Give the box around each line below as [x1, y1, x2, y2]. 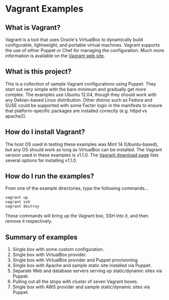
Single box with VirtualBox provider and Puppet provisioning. [12, 257, 139, 263]
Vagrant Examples [5, 3, 84, 15]
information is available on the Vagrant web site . [5, 53, 105, 59]
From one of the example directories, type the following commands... [5, 185, 149, 191]
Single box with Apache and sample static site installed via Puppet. [12, 263, 152, 269]
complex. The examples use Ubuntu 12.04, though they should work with [5, 92, 157, 98]
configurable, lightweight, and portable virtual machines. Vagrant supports [5, 42, 160, 48]
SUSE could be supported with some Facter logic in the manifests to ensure [5, 102, 162, 108]
